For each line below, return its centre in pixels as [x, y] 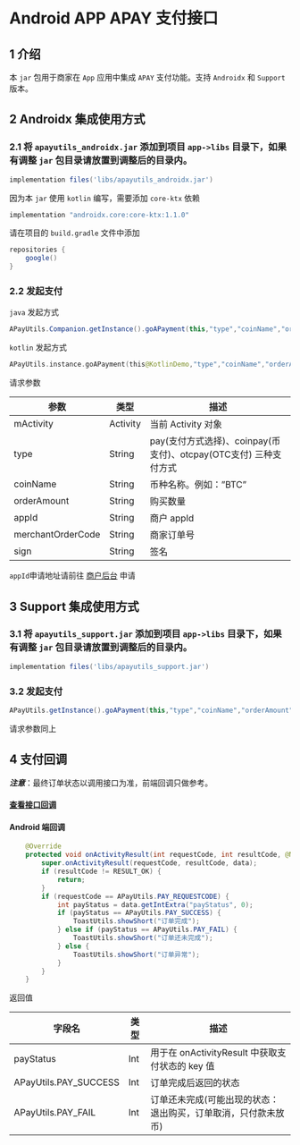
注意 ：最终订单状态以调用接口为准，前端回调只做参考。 [111, 783]
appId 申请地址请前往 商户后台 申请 [72, 576]
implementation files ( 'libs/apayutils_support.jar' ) [109, 666]
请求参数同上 [33, 728]
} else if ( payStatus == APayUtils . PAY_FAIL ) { [147, 930]
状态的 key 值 [187, 1066]
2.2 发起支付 [36, 291]
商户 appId [172, 518]
